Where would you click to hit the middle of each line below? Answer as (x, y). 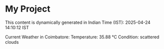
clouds (12, 42)
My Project (28, 9)
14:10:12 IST (17, 27)
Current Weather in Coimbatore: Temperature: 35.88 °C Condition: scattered (82, 37)
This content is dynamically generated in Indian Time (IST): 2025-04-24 (78, 22)
